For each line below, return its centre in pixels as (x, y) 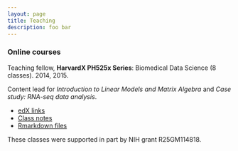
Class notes (35, 118)
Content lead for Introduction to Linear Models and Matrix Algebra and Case (119, 89)
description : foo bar (39, 27)
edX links (31, 110)
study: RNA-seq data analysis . (52, 96)
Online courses (34, 52)
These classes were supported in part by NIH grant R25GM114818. (104, 139)
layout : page (27, 14)
